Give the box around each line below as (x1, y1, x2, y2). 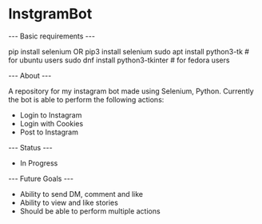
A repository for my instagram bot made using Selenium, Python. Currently (8, 86, 254, 96)
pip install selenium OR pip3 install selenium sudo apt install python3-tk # (8, 46, 250, 56)
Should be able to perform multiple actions (19, 206, 161, 216)
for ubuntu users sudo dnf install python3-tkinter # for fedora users (8, 55, 230, 65)
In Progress (19, 158, 58, 168)
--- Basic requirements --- (8, 31, 96, 41)
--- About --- (8, 70, 52, 80)
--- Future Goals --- (8, 174, 74, 183)
